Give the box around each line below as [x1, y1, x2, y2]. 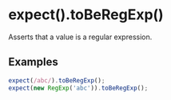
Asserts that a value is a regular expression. [8, 32, 153, 42]
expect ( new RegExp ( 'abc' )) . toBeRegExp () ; [8, 84, 149, 92]
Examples [8, 55, 58, 69]
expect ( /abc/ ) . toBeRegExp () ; [8, 76, 105, 85]
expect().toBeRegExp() [8, 6, 164, 24]
